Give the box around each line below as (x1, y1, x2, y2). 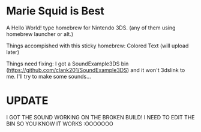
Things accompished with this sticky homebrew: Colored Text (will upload (6, 42, 189, 49)
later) (6, 48, 20, 55)
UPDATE (6, 94, 49, 107)
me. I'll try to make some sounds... (6, 73, 91, 80)
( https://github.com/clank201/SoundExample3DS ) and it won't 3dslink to (6, 66, 185, 73)
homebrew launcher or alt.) (6, 30, 74, 37)
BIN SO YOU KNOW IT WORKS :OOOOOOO (6, 120, 113, 127)
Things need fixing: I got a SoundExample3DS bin (6, 60, 129, 67)
